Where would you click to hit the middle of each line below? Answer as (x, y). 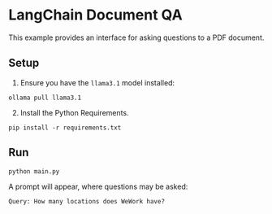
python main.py (34, 171)
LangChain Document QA (95, 15)
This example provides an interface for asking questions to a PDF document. (136, 37)
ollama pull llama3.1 (45, 98)
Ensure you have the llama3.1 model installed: (97, 82)
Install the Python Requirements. (74, 112)
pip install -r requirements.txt (65, 128)
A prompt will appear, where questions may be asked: (98, 186)
